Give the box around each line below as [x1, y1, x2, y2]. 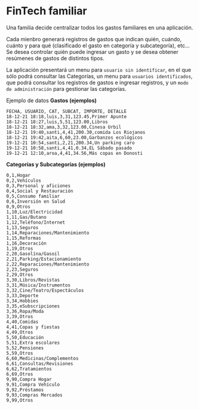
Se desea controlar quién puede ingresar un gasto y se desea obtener [6, 48, 179, 55]
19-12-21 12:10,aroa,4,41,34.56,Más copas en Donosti [6, 150, 143, 156]
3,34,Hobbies [6, 298, 39, 304]
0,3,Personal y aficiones [6, 182, 71, 189]
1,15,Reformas [6, 235, 42, 241]
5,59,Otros [6, 350, 33, 356]
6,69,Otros [6, 371, 33, 377]
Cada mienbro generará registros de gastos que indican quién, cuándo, [6, 35, 182, 42]
